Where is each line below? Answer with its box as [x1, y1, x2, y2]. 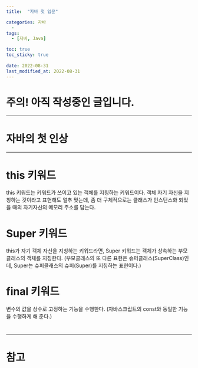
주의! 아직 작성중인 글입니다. [6, 96, 134, 109]
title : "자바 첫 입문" [6, 8, 58, 15]
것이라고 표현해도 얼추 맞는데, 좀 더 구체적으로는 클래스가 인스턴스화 [21, 196, 178, 203]
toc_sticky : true [6, 52, 49, 58]
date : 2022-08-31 [6, 63, 49, 68]
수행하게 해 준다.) [12, 313, 52, 320]
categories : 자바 [6, 19, 46, 25]
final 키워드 [6, 285, 60, 298]
